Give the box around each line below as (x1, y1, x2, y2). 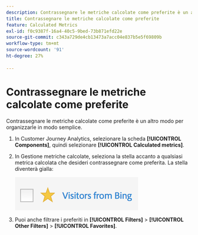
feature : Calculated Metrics (6, 22, 78, 28)
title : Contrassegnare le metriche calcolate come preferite (6, 15, 160, 22)
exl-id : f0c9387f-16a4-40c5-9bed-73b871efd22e (6, 28, 123, 34)
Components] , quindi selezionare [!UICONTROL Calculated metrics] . (14, 141, 184, 148)
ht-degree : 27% (6, 53, 44, 59)
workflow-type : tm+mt (6, 41, 60, 47)
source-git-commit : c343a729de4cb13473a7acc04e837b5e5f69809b (6, 34, 162, 41)
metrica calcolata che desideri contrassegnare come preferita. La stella (14, 159, 188, 166)
